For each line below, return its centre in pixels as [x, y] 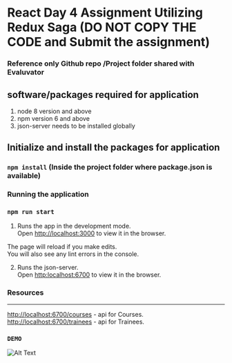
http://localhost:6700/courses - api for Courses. [75, 314]
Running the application [48, 195]
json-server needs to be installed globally [76, 126]
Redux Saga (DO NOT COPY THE [102, 27]
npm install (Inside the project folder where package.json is [110, 167]
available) [24, 176]
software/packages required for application [103, 95]
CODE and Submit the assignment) [109, 42]
